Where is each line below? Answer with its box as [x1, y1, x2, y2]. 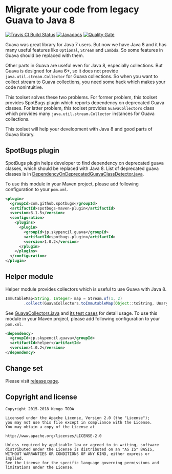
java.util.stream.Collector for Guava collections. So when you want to [5, 73, 158, 79]
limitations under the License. [5, 465, 74, 470]
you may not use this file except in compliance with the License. [5, 420, 153, 425]
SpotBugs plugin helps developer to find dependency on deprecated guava [5, 160, 164, 166]
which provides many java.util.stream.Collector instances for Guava [5, 110, 155, 117]
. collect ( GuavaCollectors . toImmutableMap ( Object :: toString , [24, 300, 155, 306]
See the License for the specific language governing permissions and [5, 460, 159, 465]
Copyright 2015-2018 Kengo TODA [5, 406, 74, 411]
